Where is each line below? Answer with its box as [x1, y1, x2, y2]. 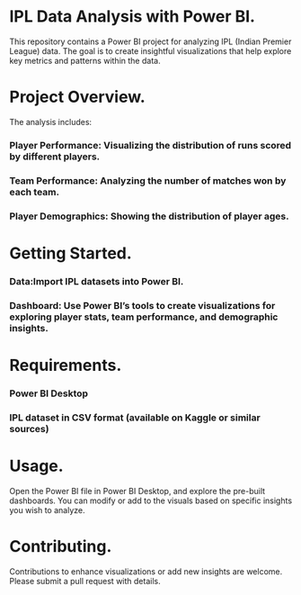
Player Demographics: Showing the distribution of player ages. [9, 210, 289, 222]
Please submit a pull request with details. [9, 575, 161, 586]
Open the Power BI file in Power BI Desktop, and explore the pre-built [9, 485, 266, 496]
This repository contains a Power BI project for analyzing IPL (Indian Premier [9, 36, 292, 47]
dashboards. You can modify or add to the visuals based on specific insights [9, 495, 293, 506]
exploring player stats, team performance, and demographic [9, 311, 279, 323]
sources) [9, 422, 49, 435]
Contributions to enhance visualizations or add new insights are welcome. [9, 565, 283, 577]
